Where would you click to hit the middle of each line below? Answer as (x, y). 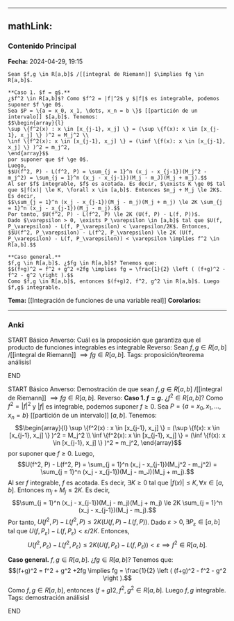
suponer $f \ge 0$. (36, 104)
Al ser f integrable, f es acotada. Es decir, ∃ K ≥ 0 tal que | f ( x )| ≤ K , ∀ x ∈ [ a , (116, 482)
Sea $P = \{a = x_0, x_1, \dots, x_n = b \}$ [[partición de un (103, 111)
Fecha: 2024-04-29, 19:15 (45, 61)
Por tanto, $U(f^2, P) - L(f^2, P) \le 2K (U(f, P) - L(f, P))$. (104, 214)
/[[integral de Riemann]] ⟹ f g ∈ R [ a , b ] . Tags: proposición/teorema (106, 354)
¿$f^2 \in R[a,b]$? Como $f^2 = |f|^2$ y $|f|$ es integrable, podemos (114, 98)
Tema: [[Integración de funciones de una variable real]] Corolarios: (105, 300)
